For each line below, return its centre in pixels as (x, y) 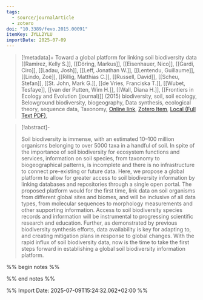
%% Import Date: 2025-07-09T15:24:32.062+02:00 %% (77, 290)
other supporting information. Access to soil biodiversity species (102, 210)
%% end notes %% (31, 279)
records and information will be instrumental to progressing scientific (107, 216)
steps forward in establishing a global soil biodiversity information (103, 249)
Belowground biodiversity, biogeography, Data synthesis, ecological (106, 103)
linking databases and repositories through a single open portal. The (106, 184)
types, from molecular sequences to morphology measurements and (107, 203)
